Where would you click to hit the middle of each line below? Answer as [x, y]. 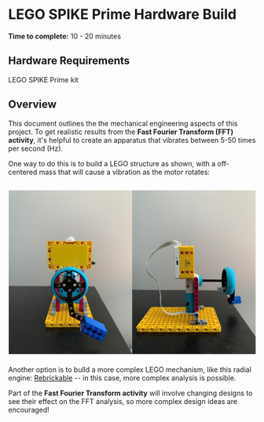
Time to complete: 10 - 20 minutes [65, 36]
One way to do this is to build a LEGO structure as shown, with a [112, 163]
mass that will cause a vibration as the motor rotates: [125, 172]
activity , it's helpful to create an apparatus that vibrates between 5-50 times [132, 140]
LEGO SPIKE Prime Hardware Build [123, 15]
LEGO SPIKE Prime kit [43, 79]
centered [23, 172]
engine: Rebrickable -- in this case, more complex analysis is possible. [122, 377]
